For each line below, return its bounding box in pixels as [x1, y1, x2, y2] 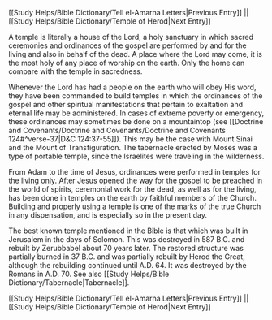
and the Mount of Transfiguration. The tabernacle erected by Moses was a [8, 143, 258, 152]
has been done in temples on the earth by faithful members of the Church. [8, 193, 257, 202]
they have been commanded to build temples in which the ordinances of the [8, 91, 263, 101]
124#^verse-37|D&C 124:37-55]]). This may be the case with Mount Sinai [8, 134, 253, 144]
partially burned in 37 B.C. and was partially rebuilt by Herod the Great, [8, 252, 245, 262]
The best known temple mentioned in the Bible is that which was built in [8, 226, 248, 236]
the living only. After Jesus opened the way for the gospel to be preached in [8, 175, 263, 185]
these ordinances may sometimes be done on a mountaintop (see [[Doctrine [8, 117, 264, 126]
